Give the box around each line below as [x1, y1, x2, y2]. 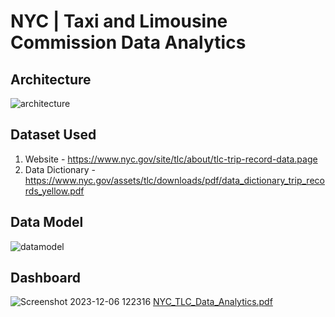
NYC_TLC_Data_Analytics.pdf [153, 296, 273, 308]
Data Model [10, 214, 84, 231]
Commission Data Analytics [10, 31, 247, 54]
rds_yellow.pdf [24, 185, 85, 197]
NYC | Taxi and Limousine [10, 10, 228, 33]
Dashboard [10, 270, 81, 287]
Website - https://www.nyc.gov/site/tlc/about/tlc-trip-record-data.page [24, 153, 318, 165]
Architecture [10, 71, 92, 88]
